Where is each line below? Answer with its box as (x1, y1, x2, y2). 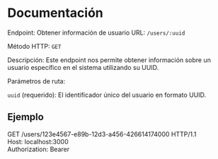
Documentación (7, 5, 104, 21)
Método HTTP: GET (7, 42, 62, 50)
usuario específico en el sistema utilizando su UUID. (7, 63, 159, 71)
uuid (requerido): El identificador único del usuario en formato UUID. (7, 90, 207, 99)
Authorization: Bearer (7, 145, 69, 153)
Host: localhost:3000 (7, 137, 69, 146)
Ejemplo (7, 111, 44, 123)
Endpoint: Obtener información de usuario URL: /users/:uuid (7, 28, 185, 37)
